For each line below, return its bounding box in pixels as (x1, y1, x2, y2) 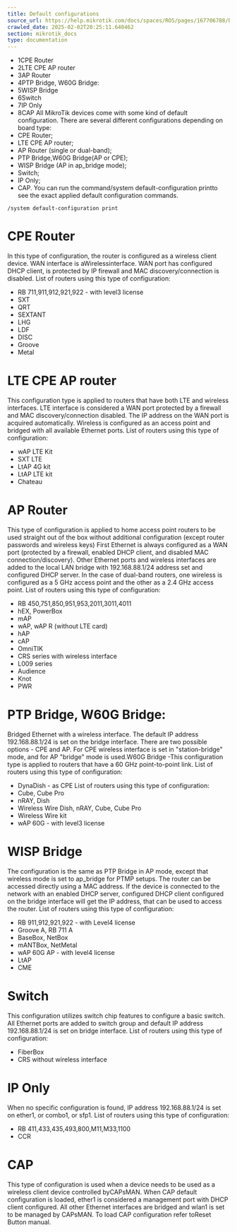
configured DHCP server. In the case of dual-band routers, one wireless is (7, 570, 223, 579)
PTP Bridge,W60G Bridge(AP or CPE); (17, 153, 128, 163)
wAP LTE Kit (17, 447, 53, 456)
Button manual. (7, 1217, 51, 1226)
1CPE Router (17, 56, 54, 64)
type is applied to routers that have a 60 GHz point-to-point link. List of (7, 760, 214, 768)
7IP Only (17, 101, 42, 110)
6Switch (17, 93, 42, 102)
